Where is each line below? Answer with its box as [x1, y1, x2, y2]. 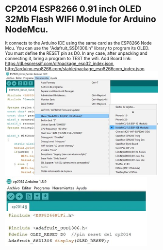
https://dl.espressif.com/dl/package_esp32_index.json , [5, 61, 115, 66]
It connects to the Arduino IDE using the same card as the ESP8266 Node [5, 40, 152, 46]
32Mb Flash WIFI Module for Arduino [5, 14, 156, 25]
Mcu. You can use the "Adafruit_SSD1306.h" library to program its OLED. [5, 45, 149, 51]
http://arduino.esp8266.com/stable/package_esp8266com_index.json [5, 65, 145, 71]
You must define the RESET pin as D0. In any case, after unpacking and [5, 50, 148, 56]
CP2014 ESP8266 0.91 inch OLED [5, 3, 142, 15]
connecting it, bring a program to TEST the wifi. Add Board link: [5, 55, 132, 61]
